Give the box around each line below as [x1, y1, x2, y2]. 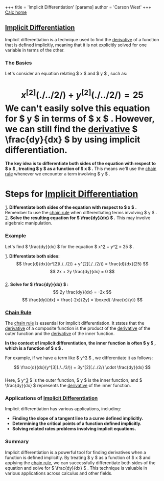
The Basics [5, 59, 32, 66]
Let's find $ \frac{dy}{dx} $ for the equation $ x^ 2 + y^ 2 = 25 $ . [5, 243, 135, 250]
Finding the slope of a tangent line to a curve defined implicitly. [12, 415, 143, 422]
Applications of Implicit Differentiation [5, 395, 98, 401]
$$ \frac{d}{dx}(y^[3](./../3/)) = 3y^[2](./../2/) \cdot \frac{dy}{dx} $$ [14, 364, 151, 370]
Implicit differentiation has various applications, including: [5, 406, 121, 412]
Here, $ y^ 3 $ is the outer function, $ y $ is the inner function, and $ [5, 377, 142, 383]
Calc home [5, 9, 27, 15]
